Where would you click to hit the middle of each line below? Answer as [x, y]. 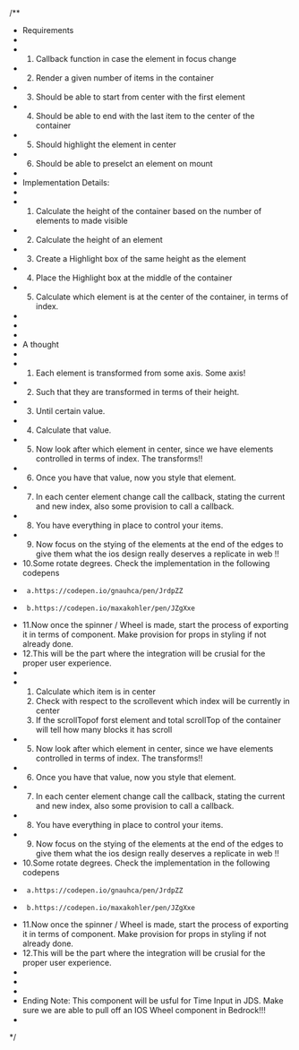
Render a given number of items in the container [125, 78]
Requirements [48, 30]
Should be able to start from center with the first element [141, 97]
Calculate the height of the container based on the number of [149, 211]
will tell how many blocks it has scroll [104, 730]
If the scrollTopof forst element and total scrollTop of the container [158, 720]
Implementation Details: [66, 182]
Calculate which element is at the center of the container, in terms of [162, 297]
